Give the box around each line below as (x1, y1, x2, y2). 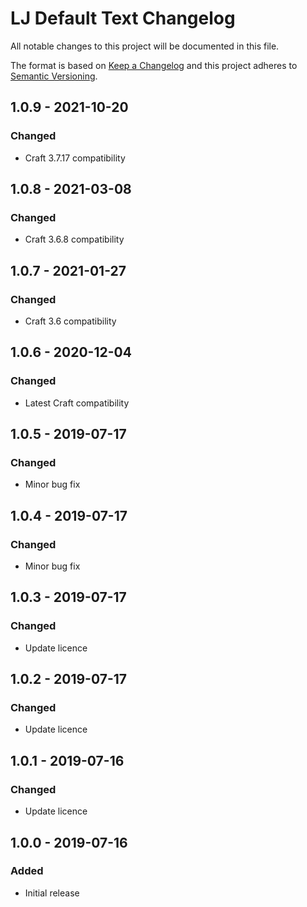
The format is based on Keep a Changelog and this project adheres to (10, 59, 298, 71)
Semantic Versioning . (10, 70, 98, 82)
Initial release (24, 887, 80, 899)
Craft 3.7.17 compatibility (24, 152, 126, 164)
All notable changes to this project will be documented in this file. (10, 40, 280, 52)
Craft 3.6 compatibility (24, 315, 117, 327)
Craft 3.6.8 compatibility (24, 233, 125, 246)
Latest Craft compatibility (24, 397, 130, 409)
